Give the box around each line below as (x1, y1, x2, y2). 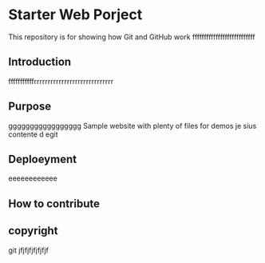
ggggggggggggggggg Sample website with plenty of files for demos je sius (8, 121, 257, 130)
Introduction (8, 55, 72, 69)
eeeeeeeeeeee (8, 173, 57, 183)
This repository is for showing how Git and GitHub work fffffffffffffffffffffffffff (8, 32, 255, 42)
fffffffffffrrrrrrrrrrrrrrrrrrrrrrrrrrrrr (8, 76, 114, 86)
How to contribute (8, 197, 101, 210)
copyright (8, 224, 58, 237)
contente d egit (8, 130, 58, 139)
